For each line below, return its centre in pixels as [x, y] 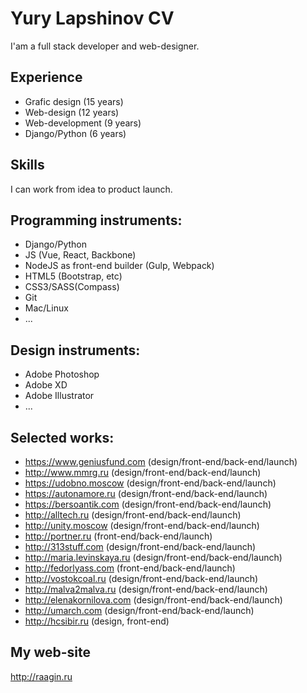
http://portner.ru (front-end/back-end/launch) [118, 536]
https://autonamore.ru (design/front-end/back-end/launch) [146, 493]
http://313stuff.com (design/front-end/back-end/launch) [140, 546]
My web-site [50, 652]
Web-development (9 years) [83, 123]
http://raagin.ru [41, 676]
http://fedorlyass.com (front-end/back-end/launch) [130, 568]
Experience [46, 77]
